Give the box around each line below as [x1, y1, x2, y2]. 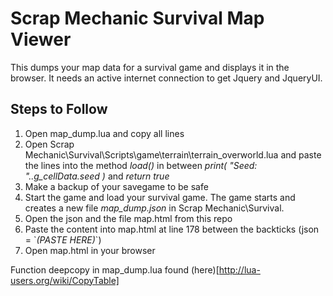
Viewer [10, 28, 72, 51]
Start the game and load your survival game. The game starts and [24, 191, 296, 203]
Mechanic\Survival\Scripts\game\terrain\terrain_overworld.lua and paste [24, 148, 322, 161]
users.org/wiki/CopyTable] [10, 274, 120, 286]
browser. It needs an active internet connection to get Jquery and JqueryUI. [10, 72, 323, 84]
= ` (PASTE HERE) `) [24, 233, 102, 246]
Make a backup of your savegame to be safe [24, 180, 209, 192]
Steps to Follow [10, 101, 108, 118]
